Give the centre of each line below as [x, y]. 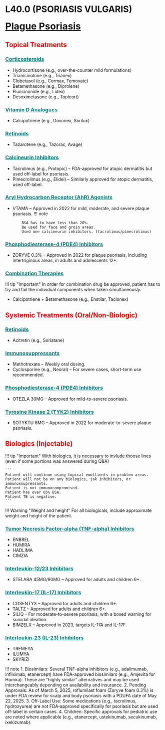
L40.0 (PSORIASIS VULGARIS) [69, 9]
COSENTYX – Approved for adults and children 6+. [65, 603]
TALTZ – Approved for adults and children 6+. [59, 609]
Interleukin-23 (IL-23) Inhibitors [44, 638]
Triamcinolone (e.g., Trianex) [42, 75]
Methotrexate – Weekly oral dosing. [49, 364]
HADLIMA [22, 551]
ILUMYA [21, 654]
